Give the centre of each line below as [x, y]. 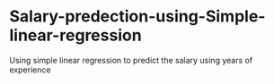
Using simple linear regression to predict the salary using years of [131, 60]
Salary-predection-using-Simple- [137, 17]
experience [30, 70]
